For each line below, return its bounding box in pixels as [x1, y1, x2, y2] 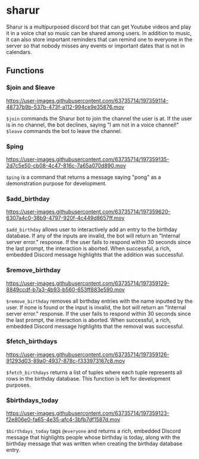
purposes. [6, 381, 31, 388]
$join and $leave [6, 84, 55, 92]
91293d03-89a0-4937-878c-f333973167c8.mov [6, 357, 125, 364]
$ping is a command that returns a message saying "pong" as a [6, 173, 162, 181]
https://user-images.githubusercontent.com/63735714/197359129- [6, 280, 170, 287]
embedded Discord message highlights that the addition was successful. [6, 251, 184, 258]
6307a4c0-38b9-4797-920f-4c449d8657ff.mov [6, 214, 125, 221]
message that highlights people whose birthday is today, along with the [6, 434, 181, 441]
